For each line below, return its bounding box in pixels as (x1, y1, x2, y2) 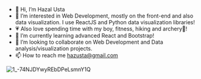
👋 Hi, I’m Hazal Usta (15, 6, 65, 13)
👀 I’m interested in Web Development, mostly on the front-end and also (15, 12, 194, 19)
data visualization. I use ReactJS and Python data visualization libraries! (15, 19, 195, 26)
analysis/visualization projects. (15, 45, 93, 52)
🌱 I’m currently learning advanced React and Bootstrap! (15, 32, 155, 39)
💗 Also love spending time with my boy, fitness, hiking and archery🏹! (15, 25, 188, 32)
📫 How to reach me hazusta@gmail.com (15, 52, 119, 59)
